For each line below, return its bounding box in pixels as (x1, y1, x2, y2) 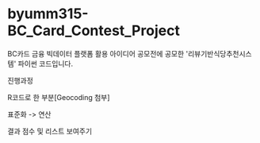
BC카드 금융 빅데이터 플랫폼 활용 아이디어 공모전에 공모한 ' (7, 48, 189, 58)
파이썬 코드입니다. (17, 59, 74, 68)
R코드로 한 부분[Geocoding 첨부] (7, 92, 110, 102)
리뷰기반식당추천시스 (188, 48, 253, 58)
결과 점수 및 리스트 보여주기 (7, 126, 93, 136)
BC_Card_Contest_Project (7, 21, 180, 40)
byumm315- (7, 5, 89, 23)
